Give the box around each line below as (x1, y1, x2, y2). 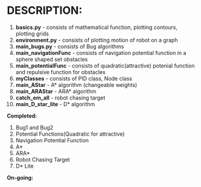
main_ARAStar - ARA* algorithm (15, 87, 97, 95)
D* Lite (15, 162, 34, 170)
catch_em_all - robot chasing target (15, 94, 106, 101)
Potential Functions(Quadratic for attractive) (15, 130, 126, 138)
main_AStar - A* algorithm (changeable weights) (15, 81, 138, 88)
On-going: (7, 174, 34, 181)
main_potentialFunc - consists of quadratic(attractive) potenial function (15, 62, 195, 69)
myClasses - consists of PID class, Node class (15, 75, 132, 82)
